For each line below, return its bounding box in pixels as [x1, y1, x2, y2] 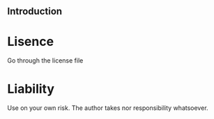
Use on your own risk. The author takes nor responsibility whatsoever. [7, 104, 208, 112]
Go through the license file [7, 56, 84, 65]
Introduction [7, 6, 63, 17]
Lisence [7, 33, 54, 49]
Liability [7, 81, 54, 97]
